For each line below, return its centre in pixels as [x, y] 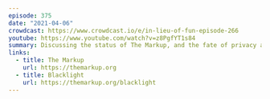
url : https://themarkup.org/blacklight [90, 82]
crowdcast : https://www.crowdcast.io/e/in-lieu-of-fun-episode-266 [124, 30]
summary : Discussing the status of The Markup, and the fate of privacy [133, 46]
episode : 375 [30, 16]
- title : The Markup [50, 61]
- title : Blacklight [50, 75]
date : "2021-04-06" [41, 23]
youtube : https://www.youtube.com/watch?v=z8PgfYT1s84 [102, 38]
